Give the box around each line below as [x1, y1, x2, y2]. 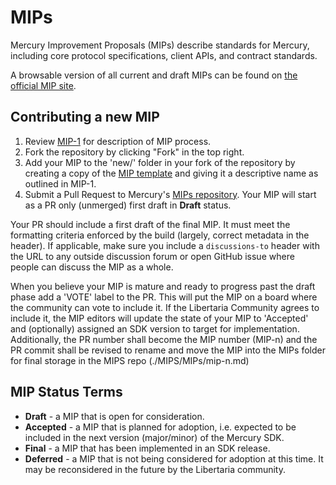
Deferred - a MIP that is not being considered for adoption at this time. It [24, 452, 324, 465]
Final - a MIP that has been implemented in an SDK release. [24, 442, 271, 454]
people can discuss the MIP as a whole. [10, 261, 174, 273]
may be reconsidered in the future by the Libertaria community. [24, 463, 286, 475]
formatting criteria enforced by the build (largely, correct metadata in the [10, 229, 310, 241]
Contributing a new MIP [10, 109, 160, 126]
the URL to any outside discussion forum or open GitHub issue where [10, 250, 295, 262]
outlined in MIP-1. [24, 177, 97, 190]
